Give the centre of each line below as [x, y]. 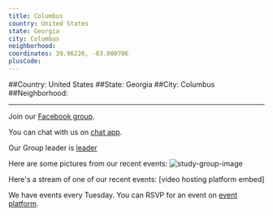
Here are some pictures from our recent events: [88, 163]
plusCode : [25, 62]
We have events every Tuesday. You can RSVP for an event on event [123, 195]
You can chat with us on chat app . [65, 132]
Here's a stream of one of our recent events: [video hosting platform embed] [136, 179]
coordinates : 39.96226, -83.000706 [69, 54]
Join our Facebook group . [52, 116]
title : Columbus [36, 16]
